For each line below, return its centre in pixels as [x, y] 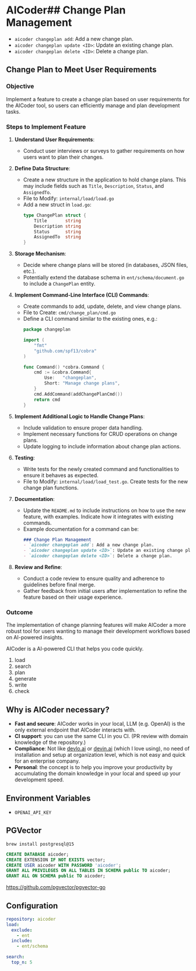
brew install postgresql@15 [40, 844]
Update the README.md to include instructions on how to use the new [104, 510]
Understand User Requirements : [55, 139]
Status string [58, 232]
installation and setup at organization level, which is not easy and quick [100, 755]
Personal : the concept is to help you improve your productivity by [94, 767]
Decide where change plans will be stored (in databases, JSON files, [106, 265]
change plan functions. [51, 488]
